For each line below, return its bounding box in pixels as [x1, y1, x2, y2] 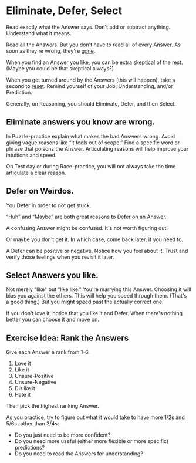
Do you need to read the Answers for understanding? [14, 450, 144, 457]
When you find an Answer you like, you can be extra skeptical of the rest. [6, 59, 183, 66]
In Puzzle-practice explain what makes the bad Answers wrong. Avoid [6, 133, 175, 140]
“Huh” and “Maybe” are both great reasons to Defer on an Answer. [6, 213, 167, 220]
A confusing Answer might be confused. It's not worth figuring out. [6, 224, 168, 231]
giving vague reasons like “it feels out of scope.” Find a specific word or [6, 139, 180, 146]
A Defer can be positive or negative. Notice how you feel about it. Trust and [6, 247, 188, 254]
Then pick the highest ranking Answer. [6, 403, 100, 410]
